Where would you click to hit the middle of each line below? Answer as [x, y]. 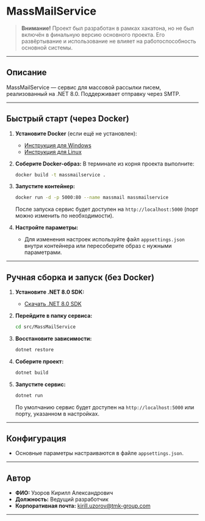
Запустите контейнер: [45, 186]
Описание [27, 72]
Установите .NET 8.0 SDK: [50, 292]
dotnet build [32, 373]
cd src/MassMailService [45, 327]
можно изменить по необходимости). [64, 216]
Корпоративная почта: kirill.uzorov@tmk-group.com [83, 506]
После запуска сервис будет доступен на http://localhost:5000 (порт [107, 209]
